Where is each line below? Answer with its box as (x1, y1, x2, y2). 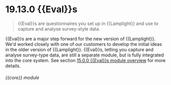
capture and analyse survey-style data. (17, 25, 101, 32)
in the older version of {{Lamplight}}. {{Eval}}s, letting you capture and (5, 46, 154, 52)
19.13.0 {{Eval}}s (5, 4, 78, 15)
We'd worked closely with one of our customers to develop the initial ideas (5, 41, 162, 47)
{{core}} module (5, 74, 40, 80)
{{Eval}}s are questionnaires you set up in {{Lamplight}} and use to (17, 20, 159, 26)
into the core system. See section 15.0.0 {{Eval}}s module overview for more (5, 57, 166, 63)
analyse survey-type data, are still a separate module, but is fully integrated (5, 52, 164, 58)
